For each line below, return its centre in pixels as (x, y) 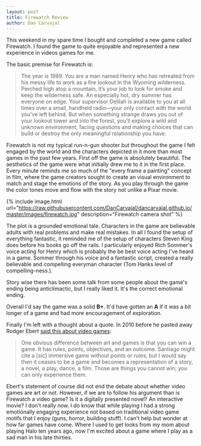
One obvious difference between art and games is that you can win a (106, 343)
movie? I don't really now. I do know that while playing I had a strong (91, 406)
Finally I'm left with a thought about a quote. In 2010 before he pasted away (100, 325)
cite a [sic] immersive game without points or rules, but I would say (104, 356)
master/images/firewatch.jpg (42, 215)
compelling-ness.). (29, 270)
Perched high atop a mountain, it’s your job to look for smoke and (101, 89)
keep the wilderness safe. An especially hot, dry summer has (96, 95)
